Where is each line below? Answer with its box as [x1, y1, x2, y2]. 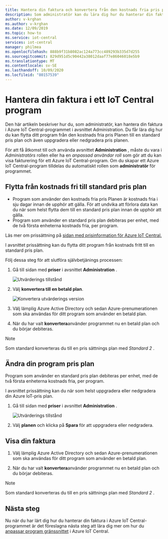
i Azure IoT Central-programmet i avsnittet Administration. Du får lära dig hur [5, 126, 163, 133]
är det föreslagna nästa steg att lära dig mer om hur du [31, 523, 144, 529]
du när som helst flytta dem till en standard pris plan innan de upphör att [12, 206, 161, 213]
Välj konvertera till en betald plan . [12, 286, 83, 292]
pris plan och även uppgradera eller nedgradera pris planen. [5, 137, 129, 143]
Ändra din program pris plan [5, 360, 94, 368]
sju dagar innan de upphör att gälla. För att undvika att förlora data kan [12, 201, 158, 207]
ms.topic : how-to [5, 31, 41, 36]
